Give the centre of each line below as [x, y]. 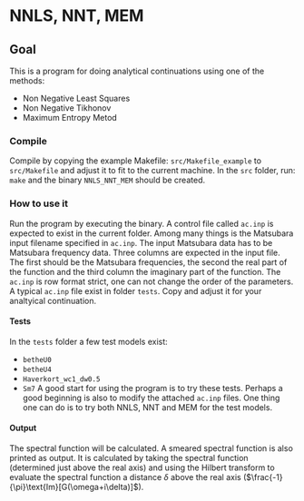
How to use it [39, 203]
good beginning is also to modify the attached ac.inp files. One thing [151, 398]
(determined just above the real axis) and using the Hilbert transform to [142, 467]
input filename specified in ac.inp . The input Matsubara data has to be [141, 242]
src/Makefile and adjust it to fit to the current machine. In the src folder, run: [152, 171]
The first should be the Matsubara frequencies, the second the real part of [148, 262]
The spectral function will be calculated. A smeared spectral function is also [151, 448]
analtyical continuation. [53, 300]
